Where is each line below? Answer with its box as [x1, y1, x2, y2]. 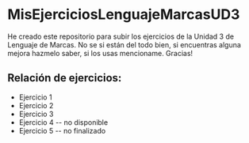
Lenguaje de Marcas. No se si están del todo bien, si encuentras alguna [7, 40, 241, 49]
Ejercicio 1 [18, 92, 52, 102]
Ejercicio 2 [18, 100, 54, 110]
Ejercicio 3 [18, 109, 54, 119]
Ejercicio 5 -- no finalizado [18, 126, 106, 135]
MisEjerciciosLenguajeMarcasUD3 [7, 6, 240, 24]
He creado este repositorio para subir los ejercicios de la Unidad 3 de [7, 32, 235, 41]
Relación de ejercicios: [7, 71, 122, 85]
